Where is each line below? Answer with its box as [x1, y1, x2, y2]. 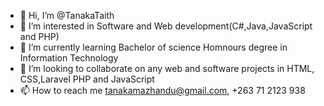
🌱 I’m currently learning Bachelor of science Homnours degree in [19, 41, 288, 53]
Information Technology [19, 52, 119, 64]
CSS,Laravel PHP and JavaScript [19, 73, 155, 85]
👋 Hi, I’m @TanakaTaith [19, 10, 115, 21]
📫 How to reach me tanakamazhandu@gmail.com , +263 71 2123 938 [19, 85, 306, 96]
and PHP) [19, 31, 60, 42]
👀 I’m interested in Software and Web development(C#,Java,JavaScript [19, 20, 313, 32]
